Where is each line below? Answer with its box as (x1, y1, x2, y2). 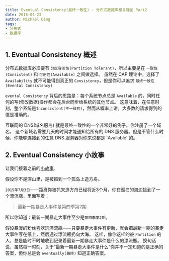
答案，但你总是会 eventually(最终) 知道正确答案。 (5, 250, 109, 256)
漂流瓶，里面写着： (9, 193, 49, 199)
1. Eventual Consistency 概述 (5, 51, 97, 59)
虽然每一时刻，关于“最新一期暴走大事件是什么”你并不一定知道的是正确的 (14, 243, 163, 249)
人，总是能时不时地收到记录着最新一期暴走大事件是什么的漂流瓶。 (5, 237, 142, 243)
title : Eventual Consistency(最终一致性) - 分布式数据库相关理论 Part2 (5, 7, 147, 13)
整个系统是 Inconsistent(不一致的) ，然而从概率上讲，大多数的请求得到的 (14, 105, 162, 111)
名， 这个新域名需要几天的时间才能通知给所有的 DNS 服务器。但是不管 (5, 128, 151, 134)
